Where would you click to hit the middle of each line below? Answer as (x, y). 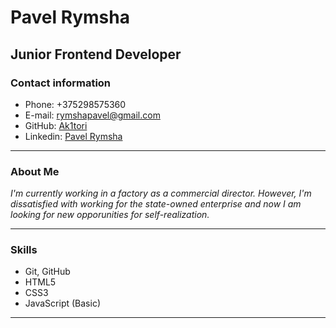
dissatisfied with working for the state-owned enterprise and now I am (156, 204)
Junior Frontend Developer (96, 54)
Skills (24, 250)
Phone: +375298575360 (75, 104)
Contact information (61, 83)
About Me (35, 171)
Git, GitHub (47, 272)
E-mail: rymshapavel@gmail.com (92, 115)
